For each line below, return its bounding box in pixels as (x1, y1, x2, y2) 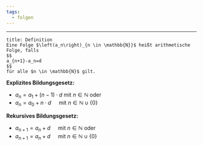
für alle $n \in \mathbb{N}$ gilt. (6, 68, 96, 74)
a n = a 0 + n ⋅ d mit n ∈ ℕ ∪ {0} (14, 99, 98, 108)
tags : (6, 8, 20, 15)
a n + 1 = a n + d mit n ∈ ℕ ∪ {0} (14, 132, 97, 141)
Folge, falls (6, 47, 39, 53)
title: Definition (6, 37, 53, 43)
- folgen (11, 14, 34, 21)
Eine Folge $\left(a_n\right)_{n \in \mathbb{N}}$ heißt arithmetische (6, 42, 190, 48)
